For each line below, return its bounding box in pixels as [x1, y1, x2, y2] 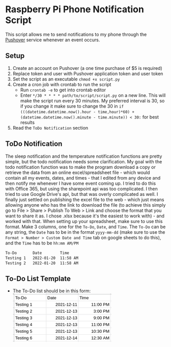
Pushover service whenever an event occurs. [5, 37, 100, 43]
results [20, 119, 35, 126]
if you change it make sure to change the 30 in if [20, 103, 124, 109]
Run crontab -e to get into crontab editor [20, 87, 106, 93]
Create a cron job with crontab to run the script [12, 81, 111, 87]
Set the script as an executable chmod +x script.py [12, 76, 120, 82]
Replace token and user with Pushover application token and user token [12, 70, 163, 77]
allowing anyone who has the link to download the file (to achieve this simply [5, 202, 166, 208]
